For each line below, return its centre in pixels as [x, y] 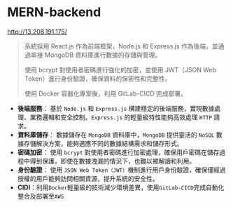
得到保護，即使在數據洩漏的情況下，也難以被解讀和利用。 [113, 161]
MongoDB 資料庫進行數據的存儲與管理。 [103, 55]
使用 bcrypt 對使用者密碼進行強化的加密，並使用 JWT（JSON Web [120, 69]
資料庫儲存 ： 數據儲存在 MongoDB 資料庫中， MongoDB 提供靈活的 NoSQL [116, 135]
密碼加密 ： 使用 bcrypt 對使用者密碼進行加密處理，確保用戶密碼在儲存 [118, 152]
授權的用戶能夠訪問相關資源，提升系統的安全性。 [88, 178]
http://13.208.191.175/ [37, 32]
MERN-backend [54, 12]
